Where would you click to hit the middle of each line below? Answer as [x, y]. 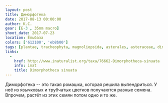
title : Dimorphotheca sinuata [46, 70]
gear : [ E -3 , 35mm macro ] [32, 28]
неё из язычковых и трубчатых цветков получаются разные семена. [78, 90]
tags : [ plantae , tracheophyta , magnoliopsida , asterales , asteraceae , [80, 47]
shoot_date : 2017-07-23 [30, 33]
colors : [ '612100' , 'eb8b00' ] [37, 42]
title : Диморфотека [25, 14]
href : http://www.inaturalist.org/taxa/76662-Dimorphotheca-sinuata [87, 61]
